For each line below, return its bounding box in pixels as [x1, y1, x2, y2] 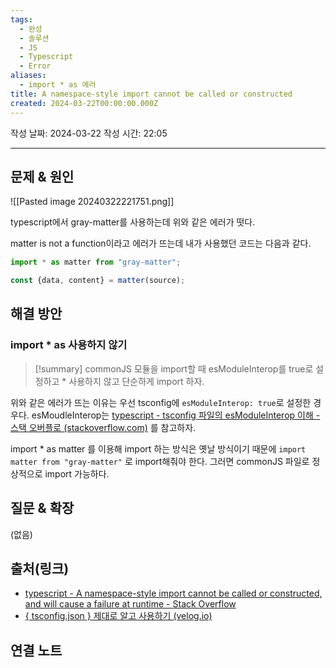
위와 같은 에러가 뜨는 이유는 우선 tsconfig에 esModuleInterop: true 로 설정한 [10, 396, 312, 408]
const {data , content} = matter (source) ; [10, 276, 186, 286]
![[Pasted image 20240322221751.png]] [10, 196, 175, 208]
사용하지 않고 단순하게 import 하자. [68, 375, 205, 387]
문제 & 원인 [10, 168, 75, 185]
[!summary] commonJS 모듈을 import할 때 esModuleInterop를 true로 [34, 362, 314, 375]
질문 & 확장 [10, 500, 75, 517]
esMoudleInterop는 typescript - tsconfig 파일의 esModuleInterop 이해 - [31, 409, 321, 421]
